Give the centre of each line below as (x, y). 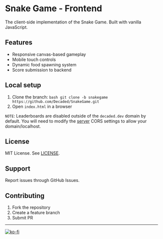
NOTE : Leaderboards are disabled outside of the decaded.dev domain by (76, 116)
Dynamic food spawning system (44, 64)
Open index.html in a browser (42, 106)
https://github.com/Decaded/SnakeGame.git (56, 101)
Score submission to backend (42, 70)
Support (18, 169)
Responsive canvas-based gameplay (49, 54)
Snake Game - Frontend (54, 9)
